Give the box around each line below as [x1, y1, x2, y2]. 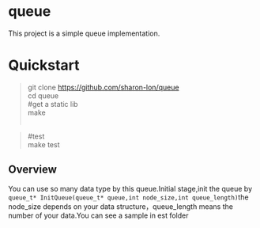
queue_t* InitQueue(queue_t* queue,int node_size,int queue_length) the [8, 192, 249, 202]
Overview [8, 163, 58, 177]
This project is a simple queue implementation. [8, 28, 160, 38]
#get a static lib [27, 99, 78, 108]
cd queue [27, 90, 59, 101]
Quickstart [8, 56, 81, 74]
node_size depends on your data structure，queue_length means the [8, 201, 233, 211]
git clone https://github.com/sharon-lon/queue [27, 82, 179, 92]
